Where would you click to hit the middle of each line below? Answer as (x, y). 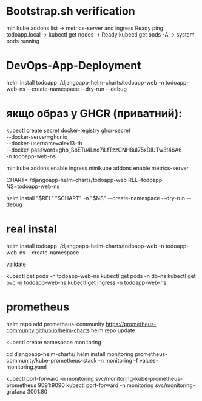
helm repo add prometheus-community (56, 324)
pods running (23, 41)
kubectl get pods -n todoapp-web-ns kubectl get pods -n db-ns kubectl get (101, 276)
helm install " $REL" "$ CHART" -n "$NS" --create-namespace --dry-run (96, 198)
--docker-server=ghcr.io (37, 137)
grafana (16, 391)
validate (16, 264)
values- (149, 360)
